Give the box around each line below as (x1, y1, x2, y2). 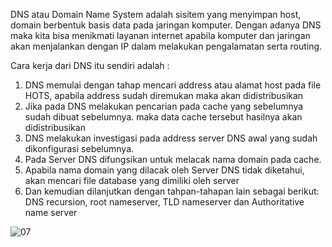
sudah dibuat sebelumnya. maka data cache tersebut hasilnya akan (24, 111, 303, 123)
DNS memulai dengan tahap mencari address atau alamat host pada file (24, 79, 322, 91)
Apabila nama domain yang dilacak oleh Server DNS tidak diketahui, (24, 164, 305, 176)
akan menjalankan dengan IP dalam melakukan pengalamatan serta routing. (10, 40, 323, 52)
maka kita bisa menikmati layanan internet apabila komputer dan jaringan (10, 30, 311, 41)
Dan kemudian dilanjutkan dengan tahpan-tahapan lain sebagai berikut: (24, 185, 320, 197)
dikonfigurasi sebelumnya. (24, 143, 135, 154)
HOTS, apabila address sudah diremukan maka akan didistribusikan (24, 90, 304, 101)
